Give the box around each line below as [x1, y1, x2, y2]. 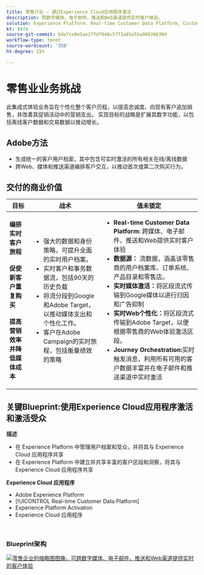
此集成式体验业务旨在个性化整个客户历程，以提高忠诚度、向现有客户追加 [6, 103, 187, 110]
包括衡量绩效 [55, 346, 92, 355]
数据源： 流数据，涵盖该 [113, 255, 182, 263]
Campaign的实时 [43, 337, 91, 346]
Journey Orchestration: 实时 [113, 346, 195, 354]
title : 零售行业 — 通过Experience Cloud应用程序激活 [6, 9, 132, 15]
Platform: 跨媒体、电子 [113, 227, 179, 236]
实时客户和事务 [43, 264, 86, 273]
